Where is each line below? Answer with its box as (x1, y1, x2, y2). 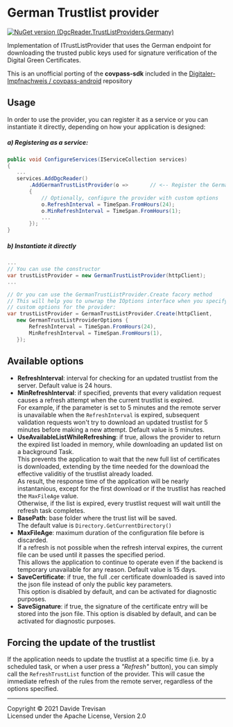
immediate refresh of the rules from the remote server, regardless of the (7, 677, 213, 685)
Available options (7, 356, 85, 367)
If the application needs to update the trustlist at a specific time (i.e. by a (7, 655, 214, 663)
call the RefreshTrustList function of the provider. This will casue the (7, 670, 205, 678)
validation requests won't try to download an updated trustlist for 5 (17, 418, 208, 426)
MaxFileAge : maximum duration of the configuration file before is (17, 528, 205, 536)
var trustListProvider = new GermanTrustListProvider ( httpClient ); (7, 272, 207, 279)
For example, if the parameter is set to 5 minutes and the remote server (17, 403, 221, 412)
